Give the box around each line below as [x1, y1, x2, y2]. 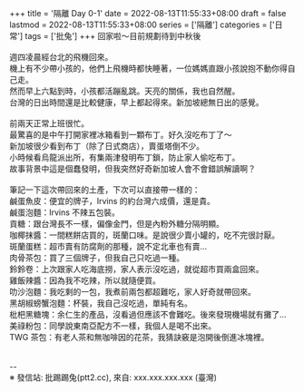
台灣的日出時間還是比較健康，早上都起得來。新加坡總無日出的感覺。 [9, 97, 264, 107]
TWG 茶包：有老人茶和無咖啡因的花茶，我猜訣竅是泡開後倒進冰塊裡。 [9, 332, 270, 342]
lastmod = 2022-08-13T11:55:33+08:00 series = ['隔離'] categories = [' [9, 19, 275, 30]
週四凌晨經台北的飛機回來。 [9, 52, 113, 62]
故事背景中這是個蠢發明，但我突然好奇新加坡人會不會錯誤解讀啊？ [9, 163, 256, 174]
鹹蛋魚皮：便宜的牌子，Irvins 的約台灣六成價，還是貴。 [9, 196, 216, 206]
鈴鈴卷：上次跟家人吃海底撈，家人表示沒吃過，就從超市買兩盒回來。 [9, 264, 264, 274]
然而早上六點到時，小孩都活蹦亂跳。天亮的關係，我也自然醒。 [9, 85, 240, 96]
